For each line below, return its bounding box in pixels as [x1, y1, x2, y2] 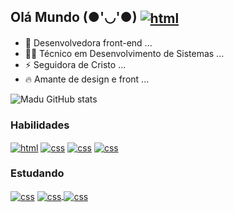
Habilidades [10, 118, 70, 132]
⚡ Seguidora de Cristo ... [24, 58, 127, 70]
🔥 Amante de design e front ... [24, 73, 150, 85]
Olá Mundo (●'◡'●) [10, 9, 138, 26]
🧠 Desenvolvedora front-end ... [24, 36, 153, 49]
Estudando [10, 166, 65, 180]
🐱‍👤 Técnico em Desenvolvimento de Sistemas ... [24, 47, 225, 59]
